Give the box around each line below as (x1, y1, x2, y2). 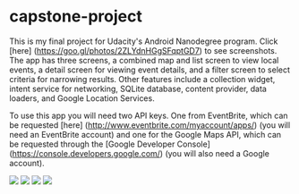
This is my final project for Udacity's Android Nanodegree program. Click (9, 36, 278, 46)
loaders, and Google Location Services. (9, 92, 155, 104)
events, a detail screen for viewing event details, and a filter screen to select (9, 64, 291, 75)
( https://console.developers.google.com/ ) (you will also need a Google (9, 148, 270, 158)
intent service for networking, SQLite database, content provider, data (9, 83, 267, 94)
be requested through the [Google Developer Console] (9, 139, 210, 149)
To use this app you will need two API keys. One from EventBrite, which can (9, 110, 288, 121)
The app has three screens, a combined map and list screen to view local (9, 55, 279, 65)
